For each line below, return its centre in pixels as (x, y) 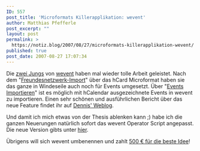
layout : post (22, 34)
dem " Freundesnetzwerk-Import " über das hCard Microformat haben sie (96, 80)
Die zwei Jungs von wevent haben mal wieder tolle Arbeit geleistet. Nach (96, 73)
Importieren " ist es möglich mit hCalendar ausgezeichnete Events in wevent (99, 92)
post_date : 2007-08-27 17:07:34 (46, 56)
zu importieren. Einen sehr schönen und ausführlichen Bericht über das (94, 99)
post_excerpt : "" (28, 28)
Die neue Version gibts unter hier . (47, 129)
